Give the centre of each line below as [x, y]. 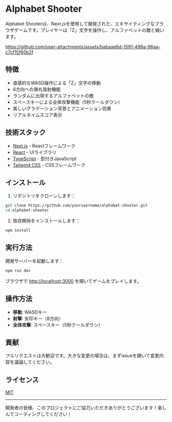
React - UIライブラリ [35, 152]
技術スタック [26, 133]
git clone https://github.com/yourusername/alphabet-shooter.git [76, 206]
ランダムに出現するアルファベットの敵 [53, 96]
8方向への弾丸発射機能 [37, 89]
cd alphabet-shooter [27, 210]
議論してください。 [34, 362]
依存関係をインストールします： [46, 221]
